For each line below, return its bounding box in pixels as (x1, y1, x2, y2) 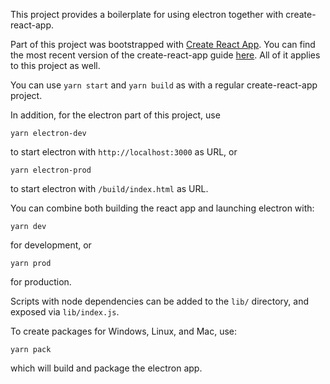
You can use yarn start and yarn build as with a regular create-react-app (10, 79, 318, 91)
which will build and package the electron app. (10, 362, 203, 374)
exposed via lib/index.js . (10, 306, 120, 318)
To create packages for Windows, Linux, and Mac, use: (10, 325, 238, 337)
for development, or (10, 239, 92, 251)
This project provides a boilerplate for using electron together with (10, 9, 284, 20)
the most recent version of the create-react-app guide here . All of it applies (10, 49, 321, 61)
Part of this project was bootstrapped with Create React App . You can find (10, 39, 316, 50)
